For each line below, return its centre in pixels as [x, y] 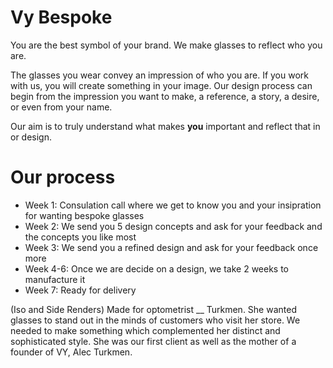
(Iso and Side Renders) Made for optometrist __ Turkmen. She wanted [153, 309]
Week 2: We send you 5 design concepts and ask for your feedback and [173, 226]
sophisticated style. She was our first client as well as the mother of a [153, 341]
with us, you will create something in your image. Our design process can [161, 85]
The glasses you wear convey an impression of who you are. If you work [159, 75]
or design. [31, 137]
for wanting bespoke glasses [84, 215]
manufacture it [55, 279]
